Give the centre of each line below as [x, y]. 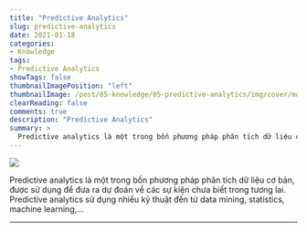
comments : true [38, 111]
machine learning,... [47, 209]
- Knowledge [32, 52]
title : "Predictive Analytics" [69, 18]
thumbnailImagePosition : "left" [71, 86]
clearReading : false [49, 103]
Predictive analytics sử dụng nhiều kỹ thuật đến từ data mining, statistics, [147, 199]
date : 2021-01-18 [42, 35]
